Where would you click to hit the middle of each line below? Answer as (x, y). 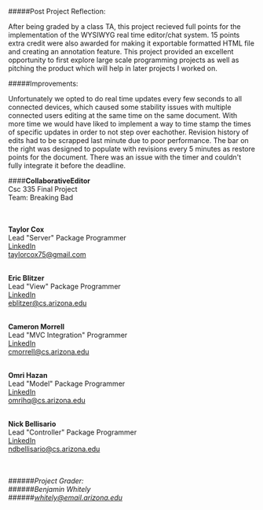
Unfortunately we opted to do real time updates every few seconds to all (125, 99)
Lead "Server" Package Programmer (68, 238)
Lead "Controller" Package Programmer (73, 432)
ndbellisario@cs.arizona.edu (54, 449)
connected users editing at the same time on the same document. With (123, 116)
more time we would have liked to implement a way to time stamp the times (130, 124)
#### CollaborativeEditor (49, 181)
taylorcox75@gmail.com (47, 254)
